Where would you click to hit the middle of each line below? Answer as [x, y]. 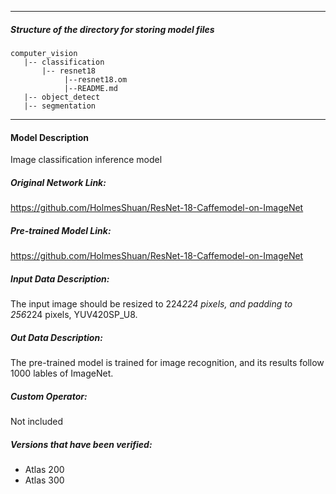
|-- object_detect [62, 97]
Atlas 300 [44, 480]
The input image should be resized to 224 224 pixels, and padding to [151, 304]
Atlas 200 [44, 469]
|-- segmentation [60, 106]
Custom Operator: [49, 396]
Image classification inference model [86, 160]
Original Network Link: [58, 182]
